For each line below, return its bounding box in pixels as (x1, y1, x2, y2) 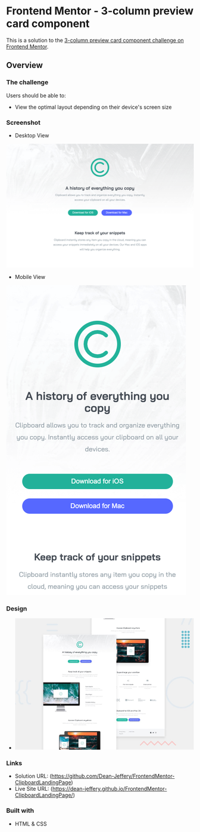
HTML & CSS (14, 820, 47, 827)
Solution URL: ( (14, 772, 52, 780)
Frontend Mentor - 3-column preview (6, 4, 194, 18)
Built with (6, 806, 35, 815)
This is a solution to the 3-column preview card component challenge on (6, 36, 185, 44)
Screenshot (6, 118, 40, 127)
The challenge (6, 78, 49, 87)
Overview (6, 60, 43, 70)
